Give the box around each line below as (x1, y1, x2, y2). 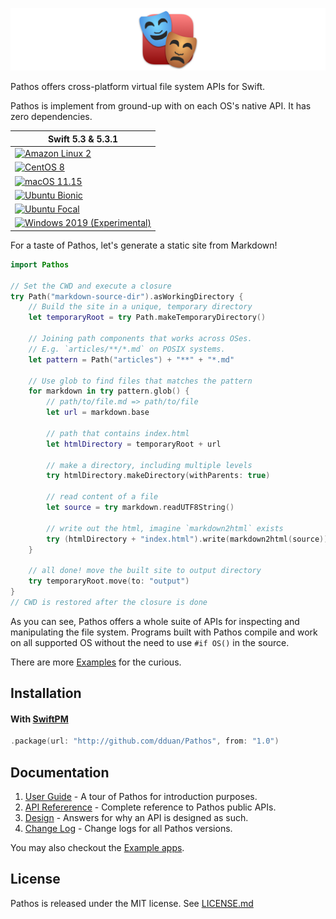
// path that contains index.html (46, 428, 190, 438)
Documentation (10, 764, 110, 781)
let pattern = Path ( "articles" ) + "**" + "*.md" (28, 354, 235, 365)
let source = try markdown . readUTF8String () (46, 503, 235, 513)
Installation (10, 685, 82, 702)
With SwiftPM (10, 713, 69, 725)
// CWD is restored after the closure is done (10, 597, 208, 607)
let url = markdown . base (46, 408, 150, 418)
